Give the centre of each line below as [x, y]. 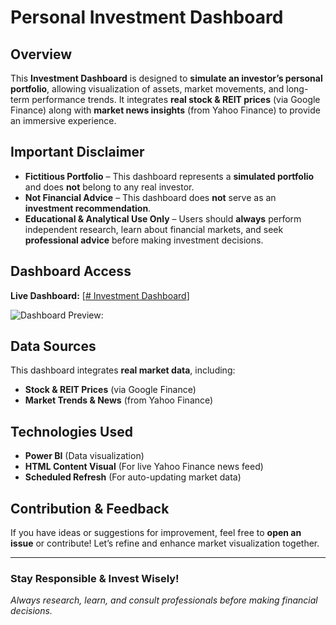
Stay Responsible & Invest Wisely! [95, 578]
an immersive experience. [63, 120]
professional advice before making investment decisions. [144, 240]
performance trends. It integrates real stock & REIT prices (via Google [176, 99]
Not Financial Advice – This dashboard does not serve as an [150, 197]
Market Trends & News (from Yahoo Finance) [119, 400]
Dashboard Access [71, 271]
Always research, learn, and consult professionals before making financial [164, 600]
